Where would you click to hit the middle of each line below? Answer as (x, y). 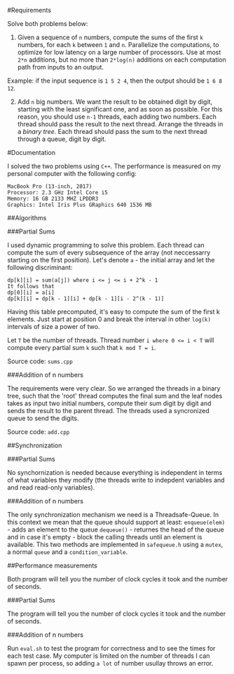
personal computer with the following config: (72, 174)
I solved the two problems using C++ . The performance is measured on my (114, 166)
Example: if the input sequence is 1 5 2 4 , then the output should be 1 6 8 (115, 81)
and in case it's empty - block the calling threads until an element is (105, 537)
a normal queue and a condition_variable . (68, 552)
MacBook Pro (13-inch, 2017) (50, 187)
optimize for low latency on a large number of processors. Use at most (119, 52)
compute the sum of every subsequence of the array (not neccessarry (109, 252)
